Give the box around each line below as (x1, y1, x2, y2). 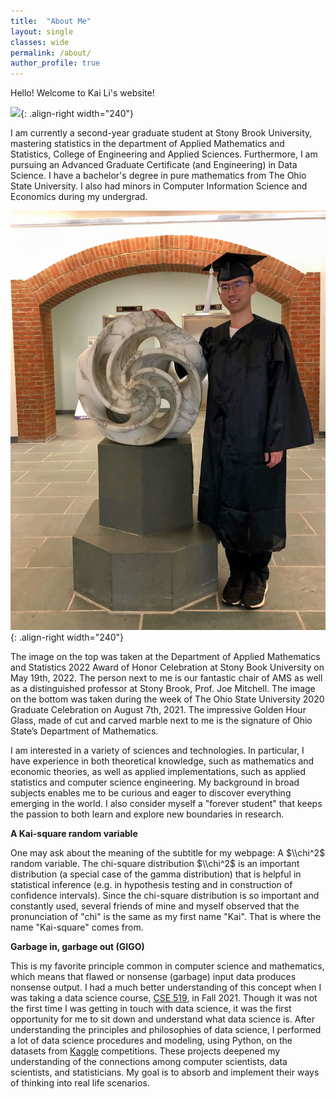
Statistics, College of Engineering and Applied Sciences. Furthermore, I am (10, 148, 318, 160)
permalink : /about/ (10, 48, 92, 58)
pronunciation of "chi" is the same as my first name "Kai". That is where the (10, 911, 322, 923)
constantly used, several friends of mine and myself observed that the (10, 900, 300, 912)
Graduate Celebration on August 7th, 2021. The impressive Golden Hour (10, 704, 307, 716)
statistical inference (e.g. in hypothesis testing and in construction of (10, 879, 293, 891)
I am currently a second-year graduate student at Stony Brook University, (10, 127, 313, 139)
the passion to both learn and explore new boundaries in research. (10, 808, 285, 820)
